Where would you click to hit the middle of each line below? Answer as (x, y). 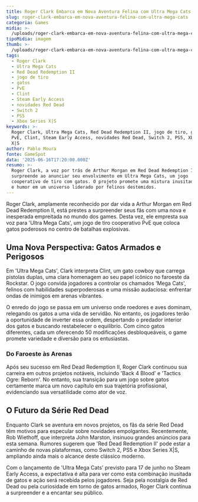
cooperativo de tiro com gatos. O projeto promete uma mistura (90, 182)
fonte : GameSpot (26, 154)
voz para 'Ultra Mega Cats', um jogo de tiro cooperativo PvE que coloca (93, 222)
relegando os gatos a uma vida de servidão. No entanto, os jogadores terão (98, 314)
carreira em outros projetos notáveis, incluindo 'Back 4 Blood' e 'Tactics (94, 373)
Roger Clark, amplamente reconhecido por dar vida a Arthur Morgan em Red (99, 204)
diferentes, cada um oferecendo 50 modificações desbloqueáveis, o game (97, 332)
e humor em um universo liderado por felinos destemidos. (84, 187)
